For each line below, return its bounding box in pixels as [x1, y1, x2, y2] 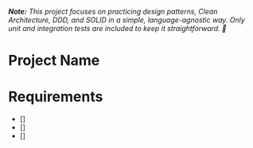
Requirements [8, 88, 103, 106]
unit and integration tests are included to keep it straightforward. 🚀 [8, 24, 227, 33]
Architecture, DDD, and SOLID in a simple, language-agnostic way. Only [8, 15, 245, 25]
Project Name [8, 52, 100, 70]
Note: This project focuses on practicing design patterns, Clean [8, 7, 218, 16]
